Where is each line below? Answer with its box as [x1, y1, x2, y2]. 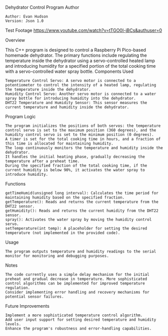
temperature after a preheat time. [5, 159, 80, 164]
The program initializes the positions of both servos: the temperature [5, 123, 161, 128]
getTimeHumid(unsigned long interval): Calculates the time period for [5, 190, 158, 196]
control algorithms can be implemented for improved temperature [5, 281, 145, 286]
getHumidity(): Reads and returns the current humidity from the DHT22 [5, 208, 158, 213]
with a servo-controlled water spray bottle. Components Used [5, 68, 134, 74]
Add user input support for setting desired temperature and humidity [5, 317, 156, 322]
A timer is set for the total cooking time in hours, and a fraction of [5, 136, 161, 141]
